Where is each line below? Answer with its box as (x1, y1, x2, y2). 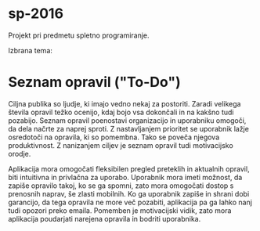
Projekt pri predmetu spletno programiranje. (8, 31, 150, 40)
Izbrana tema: (8, 45, 53, 55)
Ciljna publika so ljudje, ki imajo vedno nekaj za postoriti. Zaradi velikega (8, 99, 241, 108)
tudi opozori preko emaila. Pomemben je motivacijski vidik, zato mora (8, 205, 232, 215)
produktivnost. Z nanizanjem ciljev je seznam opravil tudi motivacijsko (8, 140, 233, 150)
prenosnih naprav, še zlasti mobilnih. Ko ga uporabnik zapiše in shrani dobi (8, 189, 250, 198)
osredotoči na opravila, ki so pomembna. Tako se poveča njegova (8, 132, 220, 142)
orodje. (8, 149, 31, 158)
